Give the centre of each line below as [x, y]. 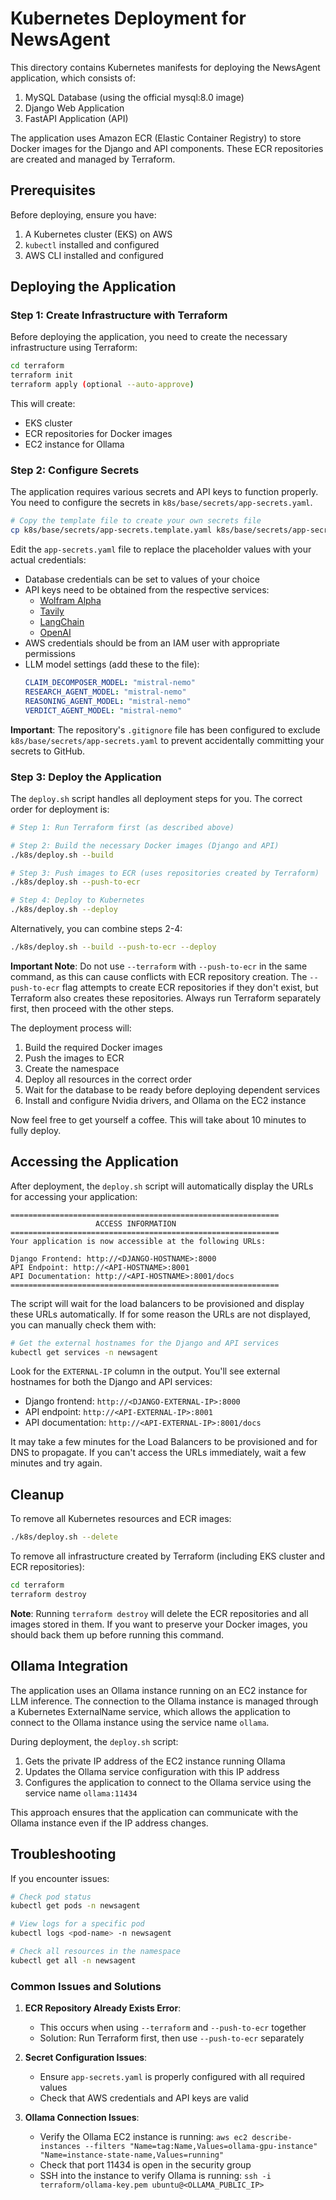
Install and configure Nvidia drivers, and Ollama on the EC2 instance [165, 1100]
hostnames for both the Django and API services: [111, 1382]
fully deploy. [36, 1130]
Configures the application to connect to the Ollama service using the [168, 1782]
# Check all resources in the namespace [96, 1952]
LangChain [62, 622]
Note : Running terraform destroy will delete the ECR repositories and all [159, 1613]
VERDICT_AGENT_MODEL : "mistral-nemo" [103, 710]
